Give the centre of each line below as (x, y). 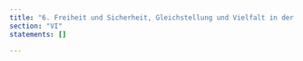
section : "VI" (36, 26)
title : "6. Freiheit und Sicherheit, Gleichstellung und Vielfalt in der (152, 17)
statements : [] (38, 34)
